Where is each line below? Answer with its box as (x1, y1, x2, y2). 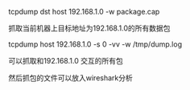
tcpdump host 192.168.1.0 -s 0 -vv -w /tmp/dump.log (8, 39, 183, 49)
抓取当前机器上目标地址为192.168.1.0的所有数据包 (8, 23, 171, 33)
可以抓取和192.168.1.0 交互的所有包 (8, 56, 123, 65)
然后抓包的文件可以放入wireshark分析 (8, 73, 133, 83)
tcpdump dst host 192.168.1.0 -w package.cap (8, 7, 160, 16)
